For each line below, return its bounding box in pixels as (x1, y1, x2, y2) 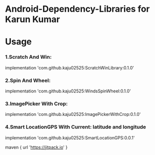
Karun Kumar (5, 14, 60, 25)
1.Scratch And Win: (5, 54, 52, 61)
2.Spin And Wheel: (5, 77, 51, 84)
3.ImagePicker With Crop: (5, 100, 68, 107)
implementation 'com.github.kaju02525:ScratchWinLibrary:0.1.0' (5, 65, 134, 70)
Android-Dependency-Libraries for (5, 3, 150, 15)
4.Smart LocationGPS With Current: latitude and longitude (5, 124, 146, 131)
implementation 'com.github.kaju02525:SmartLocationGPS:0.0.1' (5, 134, 135, 140)
